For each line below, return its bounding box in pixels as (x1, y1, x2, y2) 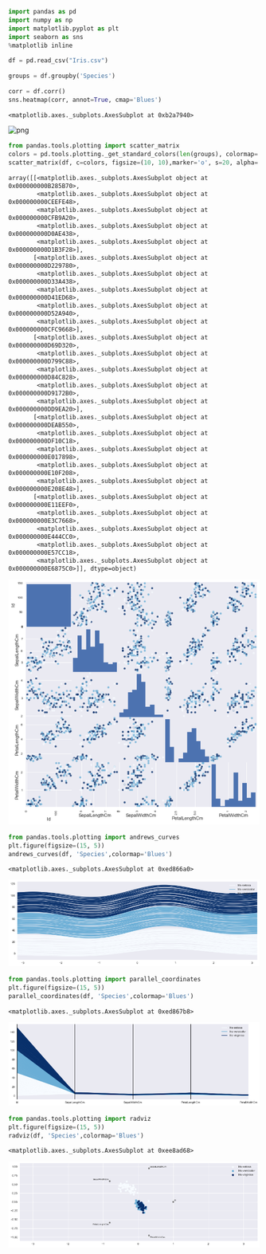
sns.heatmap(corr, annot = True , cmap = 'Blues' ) (8, 96, 162, 104)
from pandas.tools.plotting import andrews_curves (8, 833, 180, 841)
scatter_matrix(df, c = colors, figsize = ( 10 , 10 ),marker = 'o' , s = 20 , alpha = (8, 159, 259, 167)
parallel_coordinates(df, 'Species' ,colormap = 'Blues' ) (8, 993, 194, 1000)
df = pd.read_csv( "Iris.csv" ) (8, 57, 109, 65)
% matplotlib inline (8, 41, 73, 49)
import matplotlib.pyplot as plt (8, 24, 119, 33)
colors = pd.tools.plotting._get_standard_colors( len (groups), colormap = (8, 150, 259, 158)
